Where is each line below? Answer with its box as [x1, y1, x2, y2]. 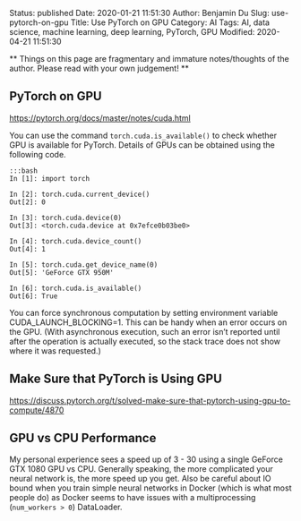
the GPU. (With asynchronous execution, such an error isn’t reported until [9, 326, 280, 337]
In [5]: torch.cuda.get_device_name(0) [9, 260, 159, 269]
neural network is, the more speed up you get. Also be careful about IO [9, 474, 271, 484]
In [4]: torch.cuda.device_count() [9, 236, 142, 245]
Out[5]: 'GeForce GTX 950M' [9, 268, 115, 277]
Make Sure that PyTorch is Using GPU [9, 372, 222, 387]
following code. [9, 149, 66, 159]
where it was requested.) [9, 345, 101, 356]
